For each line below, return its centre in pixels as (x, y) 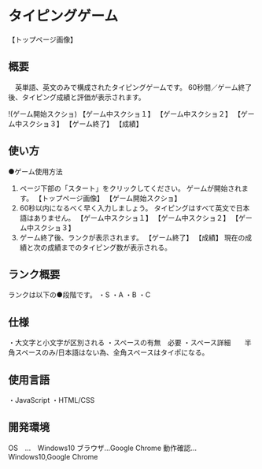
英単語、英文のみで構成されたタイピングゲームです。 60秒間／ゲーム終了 (133, 87)
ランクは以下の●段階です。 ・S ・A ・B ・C (79, 295)
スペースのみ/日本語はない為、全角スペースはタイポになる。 (112, 352)
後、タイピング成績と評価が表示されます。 (77, 97)
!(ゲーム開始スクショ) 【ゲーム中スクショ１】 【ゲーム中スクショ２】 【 (125, 114)
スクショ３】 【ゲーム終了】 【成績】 (82, 124)
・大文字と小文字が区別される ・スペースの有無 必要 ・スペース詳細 (120, 343)
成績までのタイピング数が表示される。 (109, 247)
